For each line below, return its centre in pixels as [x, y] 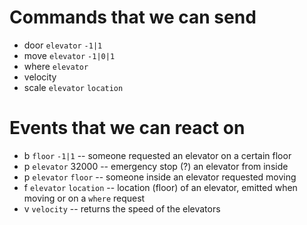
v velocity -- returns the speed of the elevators [122, 208]
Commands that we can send [133, 17]
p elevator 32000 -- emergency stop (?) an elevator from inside [156, 166]
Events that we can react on [127, 128]
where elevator [56, 66]
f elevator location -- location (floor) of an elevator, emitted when [160, 187]
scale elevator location [73, 87]
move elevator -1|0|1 [69, 55]
